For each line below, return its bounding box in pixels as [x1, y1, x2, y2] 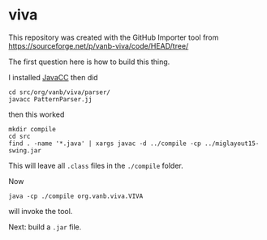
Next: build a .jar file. [8, 221, 82, 232]
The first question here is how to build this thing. [8, 57, 170, 66]
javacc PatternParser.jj [8, 95, 93, 103]
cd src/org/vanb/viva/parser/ [8, 88, 111, 96]
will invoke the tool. [8, 206, 73, 216]
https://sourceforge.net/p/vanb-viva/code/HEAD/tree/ [8, 41, 189, 50]
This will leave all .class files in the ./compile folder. [8, 161, 184, 170]
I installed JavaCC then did [8, 72, 99, 82]
